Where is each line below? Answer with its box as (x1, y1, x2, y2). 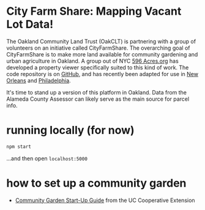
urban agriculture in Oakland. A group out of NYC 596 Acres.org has (6, 57, 179, 64)
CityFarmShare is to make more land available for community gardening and (6, 50, 198, 58)
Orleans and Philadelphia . (6, 77, 72, 84)
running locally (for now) (6, 123, 135, 138)
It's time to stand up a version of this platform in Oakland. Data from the (6, 88, 187, 96)
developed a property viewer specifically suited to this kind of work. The (6, 63, 189, 71)
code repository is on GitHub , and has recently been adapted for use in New (6, 70, 199, 77)
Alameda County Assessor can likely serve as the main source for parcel (6, 95, 190, 103)
